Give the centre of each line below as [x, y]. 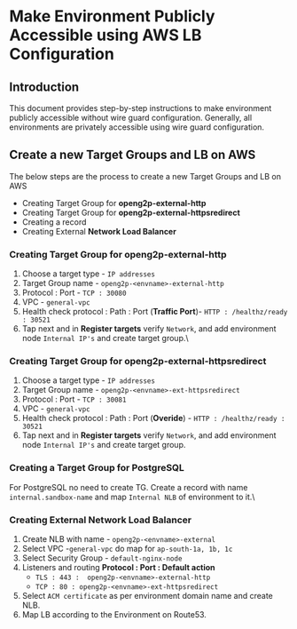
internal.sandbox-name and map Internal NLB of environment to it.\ [132, 497]
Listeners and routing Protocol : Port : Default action [118, 567]
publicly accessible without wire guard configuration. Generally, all [131, 118]
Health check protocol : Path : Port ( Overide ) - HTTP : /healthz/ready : [153, 418]
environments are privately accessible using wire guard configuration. [137, 127]
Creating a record [54, 222]
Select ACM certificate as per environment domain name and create [147, 596]
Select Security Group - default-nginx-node [102, 558]
